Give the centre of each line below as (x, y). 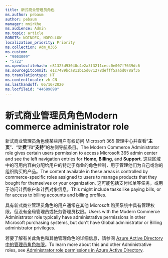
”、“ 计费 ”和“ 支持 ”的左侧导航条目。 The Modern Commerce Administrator (85, 147)
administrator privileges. (30, 228)
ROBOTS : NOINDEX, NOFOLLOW (33, 38)
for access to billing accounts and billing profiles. (56, 195)
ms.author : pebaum (24, 15)
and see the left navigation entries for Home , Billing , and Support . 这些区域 (83, 159)
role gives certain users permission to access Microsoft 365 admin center (81, 153)
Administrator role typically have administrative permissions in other (75, 217)
